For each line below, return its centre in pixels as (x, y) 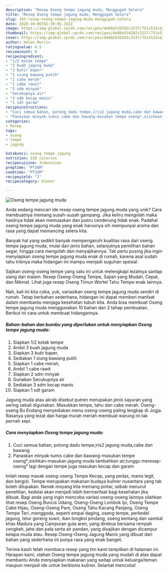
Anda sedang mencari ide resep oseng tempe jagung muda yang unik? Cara (84, 210)
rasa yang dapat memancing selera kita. (47, 231)
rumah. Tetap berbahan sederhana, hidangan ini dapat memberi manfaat (80, 297)
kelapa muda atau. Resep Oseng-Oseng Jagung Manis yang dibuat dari (79, 535)
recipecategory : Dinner (30, 181)
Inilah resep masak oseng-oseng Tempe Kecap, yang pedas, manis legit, (80, 476)
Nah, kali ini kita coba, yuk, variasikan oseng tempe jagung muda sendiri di (82, 292)
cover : (12, 38)
